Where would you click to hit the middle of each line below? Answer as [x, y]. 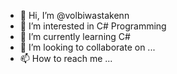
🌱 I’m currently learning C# [75, 36]
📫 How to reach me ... [66, 58]
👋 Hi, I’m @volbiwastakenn [74, 15]
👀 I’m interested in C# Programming [93, 26]
